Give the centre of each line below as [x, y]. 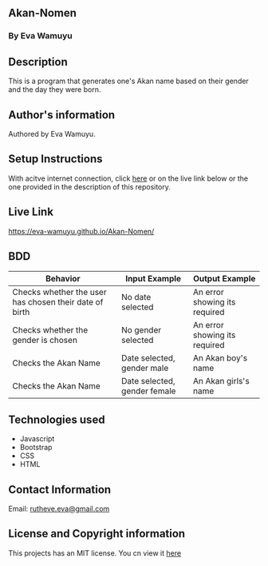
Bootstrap [36, 448]
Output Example [224, 279]
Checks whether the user [59, 293]
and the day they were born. [55, 90]
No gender [141, 330]
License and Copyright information [97, 534]
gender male [145, 369]
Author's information [62, 115]
